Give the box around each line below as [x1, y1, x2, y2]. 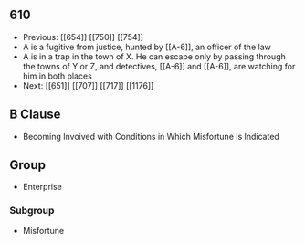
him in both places [22, 70, 93, 81]
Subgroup [9, 205, 55, 217]
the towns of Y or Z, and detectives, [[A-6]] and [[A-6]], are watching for [22, 60, 296, 71]
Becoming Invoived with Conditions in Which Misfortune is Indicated [22, 131, 280, 142]
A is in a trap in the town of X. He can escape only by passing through [22, 50, 286, 62]
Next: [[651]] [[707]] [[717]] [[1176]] [22, 79, 154, 90]
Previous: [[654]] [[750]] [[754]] [22, 31, 144, 42]
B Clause [9, 107, 61, 122]
